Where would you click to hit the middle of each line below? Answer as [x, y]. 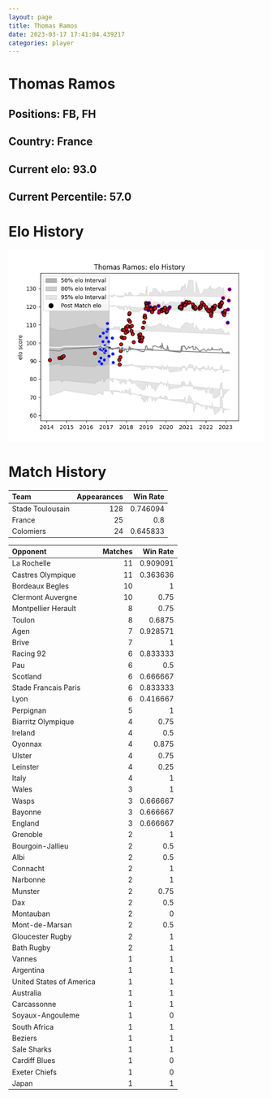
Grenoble [27, 835]
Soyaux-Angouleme [45, 1015]
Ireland [24, 733]
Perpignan [29, 710]
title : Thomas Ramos [43, 26]
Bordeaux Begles [40, 586]
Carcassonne [34, 1005]
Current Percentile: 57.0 [70, 197]
